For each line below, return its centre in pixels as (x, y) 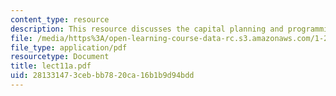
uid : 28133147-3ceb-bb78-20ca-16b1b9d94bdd (102, 76)
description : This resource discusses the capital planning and (147, 29)
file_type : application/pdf (69, 47)
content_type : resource (60, 19)
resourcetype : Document (60, 57)
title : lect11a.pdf (51, 66)
